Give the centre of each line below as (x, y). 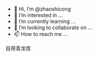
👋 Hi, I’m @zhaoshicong (42, 9)
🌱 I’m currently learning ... (45, 21)
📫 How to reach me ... (41, 34)
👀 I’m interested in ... (38, 15)
